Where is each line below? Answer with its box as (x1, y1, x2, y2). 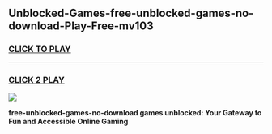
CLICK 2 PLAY (8, 74, 65, 85)
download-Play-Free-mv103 (8, 19, 154, 33)
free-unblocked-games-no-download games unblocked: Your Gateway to (8, 107, 262, 117)
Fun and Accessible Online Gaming (8, 116, 129, 126)
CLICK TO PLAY (8, 44, 71, 55)
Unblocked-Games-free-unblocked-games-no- (8, 6, 254, 20)
